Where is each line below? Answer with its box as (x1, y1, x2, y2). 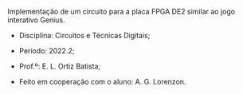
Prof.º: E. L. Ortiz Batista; (18, 61, 101, 71)
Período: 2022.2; (18, 46, 75, 55)
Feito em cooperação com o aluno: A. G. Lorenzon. (18, 77, 186, 86)
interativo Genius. (7, 15, 65, 25)
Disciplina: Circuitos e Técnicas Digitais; (18, 31, 151, 40)
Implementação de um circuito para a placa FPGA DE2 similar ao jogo (7, 7, 236, 16)
